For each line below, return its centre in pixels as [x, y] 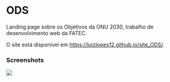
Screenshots [25, 60]
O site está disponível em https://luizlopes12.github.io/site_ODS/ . [85, 45]
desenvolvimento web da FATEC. [47, 33]
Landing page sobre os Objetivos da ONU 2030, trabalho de [80, 27]
